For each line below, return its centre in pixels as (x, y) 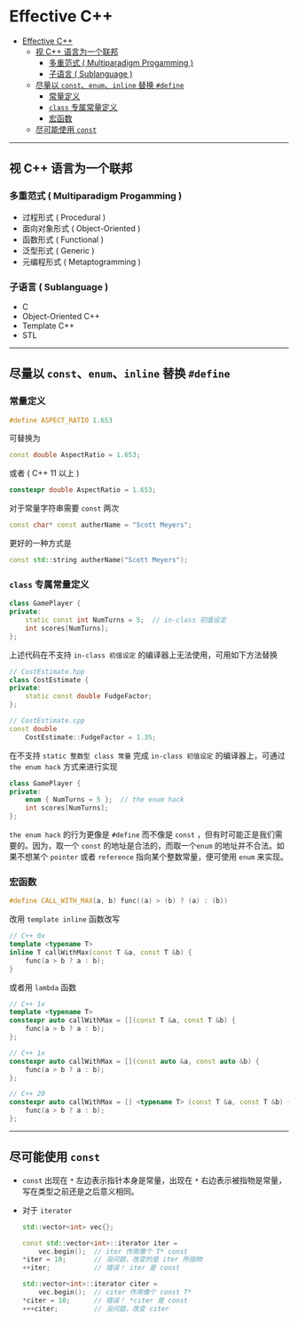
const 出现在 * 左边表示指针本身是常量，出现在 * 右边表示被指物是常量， (154, 1180)
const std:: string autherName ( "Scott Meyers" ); (99, 560)
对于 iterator (47, 1210)
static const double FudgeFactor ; (89, 697)
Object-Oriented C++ (61, 316)
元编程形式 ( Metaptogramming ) (82, 262)
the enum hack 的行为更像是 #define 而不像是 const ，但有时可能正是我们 (142, 834)
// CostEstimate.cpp (47, 721)
